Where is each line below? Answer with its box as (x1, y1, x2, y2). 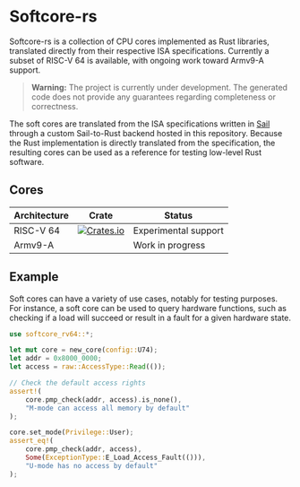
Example (9, 269, 59, 284)
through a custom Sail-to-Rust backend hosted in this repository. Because (9, 127, 283, 138)
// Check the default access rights (9, 378, 146, 387)
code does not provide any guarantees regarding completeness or (30, 91, 276, 102)
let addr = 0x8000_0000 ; (9, 354, 102, 363)
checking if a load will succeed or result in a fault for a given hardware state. (9, 312, 292, 323)
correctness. (30, 100, 79, 111)
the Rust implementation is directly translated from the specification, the (9, 137, 276, 148)
